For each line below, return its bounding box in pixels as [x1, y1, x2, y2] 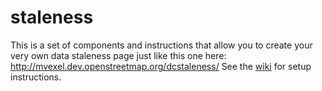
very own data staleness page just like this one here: [10, 49, 227, 61]
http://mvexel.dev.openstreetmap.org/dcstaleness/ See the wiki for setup [10, 60, 312, 72]
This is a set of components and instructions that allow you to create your [10, 39, 313, 51]
